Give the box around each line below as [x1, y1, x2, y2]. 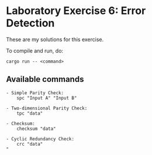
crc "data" [16, 141, 43, 147]
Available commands [6, 74, 84, 84]
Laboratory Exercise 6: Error [6, 4, 146, 18]
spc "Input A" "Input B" [16, 95, 77, 101]
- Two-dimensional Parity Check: [6, 105, 88, 111]
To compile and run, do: [6, 47, 63, 54]
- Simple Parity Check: [6, 89, 64, 96]
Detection [6, 16, 55, 30]
